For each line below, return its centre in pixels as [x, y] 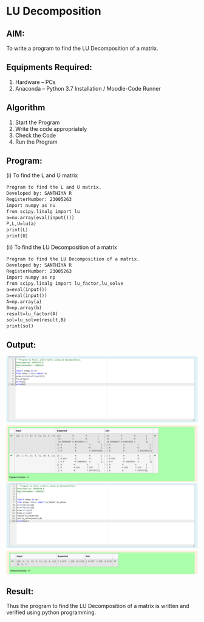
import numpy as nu [31, 206]
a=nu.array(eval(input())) [40, 218]
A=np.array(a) [24, 302]
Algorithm [26, 108]
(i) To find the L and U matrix [42, 175]
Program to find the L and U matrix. [54, 187]
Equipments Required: [49, 67]
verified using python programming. [51, 612]
